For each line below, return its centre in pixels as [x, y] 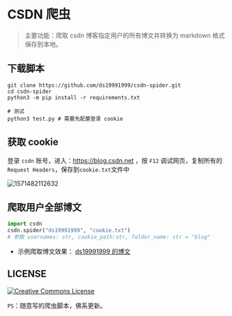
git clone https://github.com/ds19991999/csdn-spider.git [94, 85]
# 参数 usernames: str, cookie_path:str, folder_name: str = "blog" [109, 237]
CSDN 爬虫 [39, 14]
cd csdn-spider [30, 91]
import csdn [25, 224]
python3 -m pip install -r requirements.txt [74, 97]
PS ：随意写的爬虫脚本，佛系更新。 [57, 305]
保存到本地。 [43, 44]
